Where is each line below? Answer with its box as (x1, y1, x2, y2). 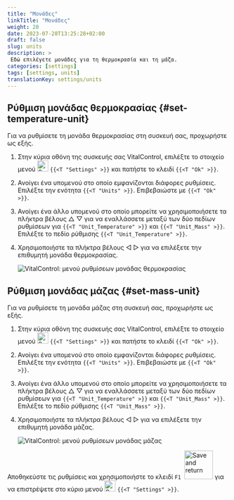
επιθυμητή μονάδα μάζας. (17, 423, 94, 431)
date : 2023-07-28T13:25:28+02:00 (7, 30, 105, 37)
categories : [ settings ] (7, 63, 77, 70)
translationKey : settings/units (7, 75, 102, 83)
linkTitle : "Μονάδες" (7, 17, 71, 24)
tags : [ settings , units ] (7, 69, 80, 76)
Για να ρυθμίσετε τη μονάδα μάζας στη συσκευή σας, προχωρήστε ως (7, 304, 214, 312)
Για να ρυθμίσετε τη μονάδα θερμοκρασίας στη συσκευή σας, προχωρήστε (7, 132, 227, 140)
